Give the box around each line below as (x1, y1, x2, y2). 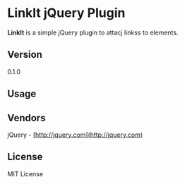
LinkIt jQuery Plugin (7, 5, 126, 21)
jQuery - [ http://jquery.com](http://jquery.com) (7, 130, 143, 139)
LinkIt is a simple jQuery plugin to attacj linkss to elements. (7, 28, 179, 37)
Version (7, 49, 42, 61)
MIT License (7, 169, 44, 178)
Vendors (7, 111, 46, 124)
